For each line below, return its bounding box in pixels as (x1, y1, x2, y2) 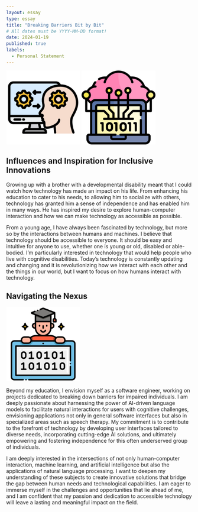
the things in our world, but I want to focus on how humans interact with (6, 268, 181, 275)
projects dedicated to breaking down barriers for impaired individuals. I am (6, 393, 188, 400)
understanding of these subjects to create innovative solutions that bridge (6, 474, 186, 481)
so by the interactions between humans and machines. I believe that (6, 230, 173, 237)
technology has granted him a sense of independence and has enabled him (6, 200, 190, 207)
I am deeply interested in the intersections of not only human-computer (6, 455, 180, 462)
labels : (6, 47, 25, 53)
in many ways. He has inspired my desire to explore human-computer (6, 206, 176, 213)
